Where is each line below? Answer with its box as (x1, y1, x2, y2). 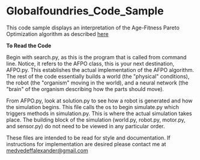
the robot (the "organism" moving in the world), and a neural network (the (6, 79, 189, 86)
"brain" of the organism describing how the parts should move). (6, 85, 164, 92)
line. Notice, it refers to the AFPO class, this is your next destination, (6, 60, 175, 67)
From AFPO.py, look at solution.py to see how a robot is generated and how (6, 97, 193, 104)
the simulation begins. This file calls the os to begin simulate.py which (6, 103, 179, 110)
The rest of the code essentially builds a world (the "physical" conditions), (6, 73, 190, 80)
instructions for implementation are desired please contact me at (6, 140, 166, 147)
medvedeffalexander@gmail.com (6, 147, 88, 154)
